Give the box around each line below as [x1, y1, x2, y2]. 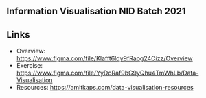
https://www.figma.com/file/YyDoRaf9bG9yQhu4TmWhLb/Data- [16, 69, 199, 77]
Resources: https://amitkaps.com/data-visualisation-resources [16, 84, 194, 92]
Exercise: [16, 62, 43, 70]
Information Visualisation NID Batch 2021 [6, 5, 186, 17]
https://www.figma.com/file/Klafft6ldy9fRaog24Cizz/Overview [16, 54, 193, 62]
